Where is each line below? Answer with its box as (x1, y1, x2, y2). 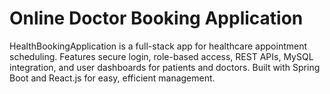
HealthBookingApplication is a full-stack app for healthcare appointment (9, 40, 308, 52)
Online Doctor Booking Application (9, 7, 304, 30)
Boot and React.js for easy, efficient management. (9, 72, 216, 84)
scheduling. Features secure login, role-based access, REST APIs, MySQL (9, 50, 314, 62)
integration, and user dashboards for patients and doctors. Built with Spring (9, 61, 321, 73)
